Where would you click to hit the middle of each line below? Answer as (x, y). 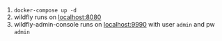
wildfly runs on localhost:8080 (57, 17)
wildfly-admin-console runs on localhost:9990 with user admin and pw (114, 24)
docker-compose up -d (45, 10)
